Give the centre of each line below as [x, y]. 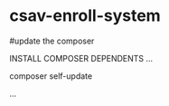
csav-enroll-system [85, 16]
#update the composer [52, 41]
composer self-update [51, 76]
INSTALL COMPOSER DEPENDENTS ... [81, 58]
